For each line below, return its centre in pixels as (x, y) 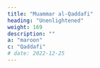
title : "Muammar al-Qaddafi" (50, 14)
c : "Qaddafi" (27, 47)
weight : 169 (25, 27)
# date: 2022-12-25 (36, 54)
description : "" (31, 34)
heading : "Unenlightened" (45, 21)
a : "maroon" (25, 40)
